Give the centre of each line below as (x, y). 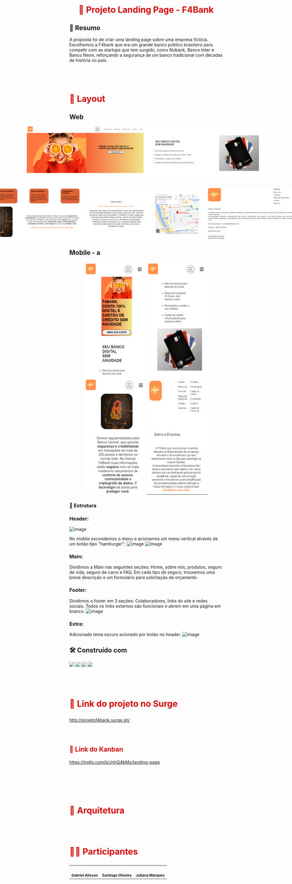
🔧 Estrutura (83, 505)
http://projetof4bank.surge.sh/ (100, 720)
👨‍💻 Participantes (104, 852)
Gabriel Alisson (85, 876)
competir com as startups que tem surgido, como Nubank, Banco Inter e (142, 50)
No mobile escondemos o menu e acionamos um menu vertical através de (144, 539)
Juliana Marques (150, 876)
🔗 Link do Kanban (96, 750)
